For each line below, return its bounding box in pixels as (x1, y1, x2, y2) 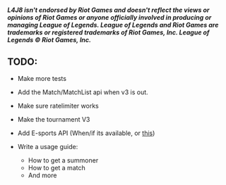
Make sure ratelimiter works (17, 102, 99, 110)
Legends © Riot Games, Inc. (7, 35, 92, 44)
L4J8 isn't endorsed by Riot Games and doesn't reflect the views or (7, 6, 210, 14)
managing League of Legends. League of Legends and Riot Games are (7, 20, 219, 29)
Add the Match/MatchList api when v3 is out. (17, 88, 148, 96)
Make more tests (17, 75, 67, 83)
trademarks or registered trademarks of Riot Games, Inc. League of (7, 28, 210, 37)
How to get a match (28, 164, 86, 172)
